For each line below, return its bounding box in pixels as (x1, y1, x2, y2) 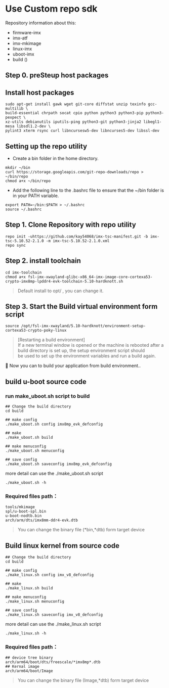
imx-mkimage (12, 40, 41, 46)
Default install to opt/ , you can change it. (17, 288, 104, 294)
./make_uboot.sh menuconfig (5, 448, 65, 453)
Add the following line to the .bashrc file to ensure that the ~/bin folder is (12, 187, 164, 193)
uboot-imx (12, 51, 34, 57)
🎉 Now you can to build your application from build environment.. (5, 362, 141, 369)
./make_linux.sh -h (5, 631, 47, 636)
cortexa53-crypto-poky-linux (5, 328, 67, 333)
